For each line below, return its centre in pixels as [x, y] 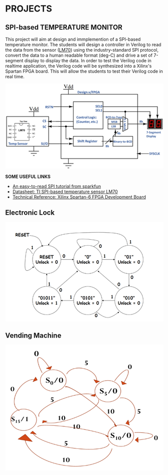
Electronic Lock [30, 213]
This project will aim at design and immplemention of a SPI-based [73, 39]
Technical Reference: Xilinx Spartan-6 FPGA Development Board [79, 197]
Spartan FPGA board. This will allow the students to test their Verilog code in [84, 71]
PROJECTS [29, 9]
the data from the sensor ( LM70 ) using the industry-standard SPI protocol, [82, 50]
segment [14, 60]
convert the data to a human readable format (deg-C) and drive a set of [79, 55]
